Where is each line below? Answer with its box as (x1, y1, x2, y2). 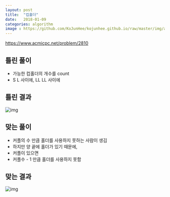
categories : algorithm (5, 21, 53, 27)
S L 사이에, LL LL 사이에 (12, 76, 61, 83)
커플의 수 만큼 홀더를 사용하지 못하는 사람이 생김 (12, 137, 107, 143)
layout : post (5, 7, 33, 13)
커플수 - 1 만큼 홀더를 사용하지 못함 (12, 156, 81, 162)
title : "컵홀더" (5, 12, 39, 17)
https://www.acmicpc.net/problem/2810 (5, 40, 89, 46)
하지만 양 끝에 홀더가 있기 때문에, (12, 143, 77, 149)
